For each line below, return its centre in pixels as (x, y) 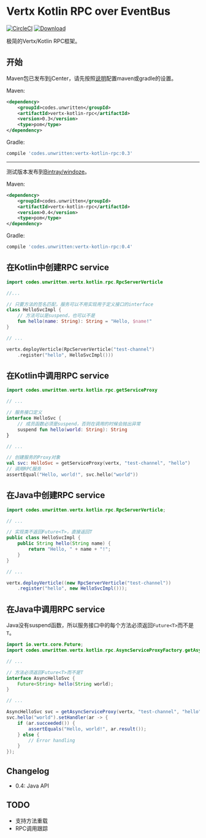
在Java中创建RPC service (56, 495)
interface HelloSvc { (34, 418)
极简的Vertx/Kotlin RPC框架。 (44, 41)
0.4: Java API (32, 786)
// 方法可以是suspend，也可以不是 (56, 316)
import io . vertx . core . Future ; (45, 645)
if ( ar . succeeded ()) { (46, 723)
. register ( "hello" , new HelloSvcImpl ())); (72, 588)
